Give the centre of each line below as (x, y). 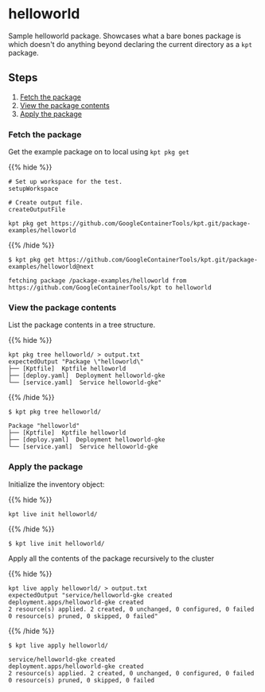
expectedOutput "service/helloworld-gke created (90, 595)
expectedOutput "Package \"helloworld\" (76, 362)
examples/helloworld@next (51, 267)
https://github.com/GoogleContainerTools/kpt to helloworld (110, 288)
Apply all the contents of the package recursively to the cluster (111, 558)
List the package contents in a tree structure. (82, 325)
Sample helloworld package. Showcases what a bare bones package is (125, 36)
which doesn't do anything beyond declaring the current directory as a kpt (131, 44)
